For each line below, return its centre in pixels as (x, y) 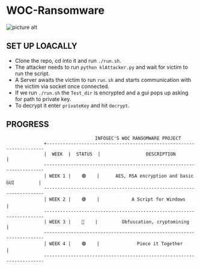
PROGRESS (28, 124)
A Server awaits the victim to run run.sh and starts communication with (103, 79)
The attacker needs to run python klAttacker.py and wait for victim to (101, 67)
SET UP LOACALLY (42, 46)
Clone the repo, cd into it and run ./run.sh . (68, 60)
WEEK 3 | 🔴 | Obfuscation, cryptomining (119, 222)
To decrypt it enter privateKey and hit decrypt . (72, 105)
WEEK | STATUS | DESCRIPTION (114, 154)
